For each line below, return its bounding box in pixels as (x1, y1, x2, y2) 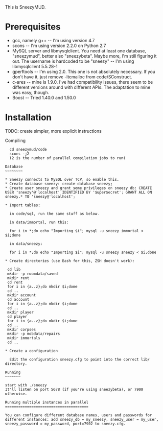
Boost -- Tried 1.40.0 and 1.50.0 (12, 95, 76, 100)
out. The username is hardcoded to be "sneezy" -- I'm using (12, 58, 135, 64)
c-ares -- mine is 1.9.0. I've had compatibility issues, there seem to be (12, 79, 153, 85)
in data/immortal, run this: (9, 220, 69, 225)
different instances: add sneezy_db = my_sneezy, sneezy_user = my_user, (5, 417, 159, 422)
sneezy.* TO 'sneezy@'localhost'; (5, 194, 76, 199)
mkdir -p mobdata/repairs (7, 331, 60, 336)
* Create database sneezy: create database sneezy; (5, 181, 113, 186)
